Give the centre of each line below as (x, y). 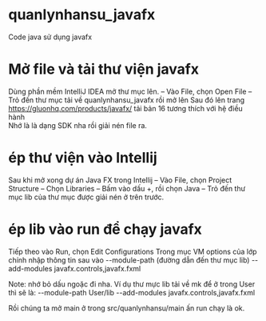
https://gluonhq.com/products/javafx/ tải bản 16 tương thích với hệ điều (126, 108)
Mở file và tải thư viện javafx (104, 69)
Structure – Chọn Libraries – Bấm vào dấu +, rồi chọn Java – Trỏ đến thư (127, 188)
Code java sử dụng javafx (50, 37)
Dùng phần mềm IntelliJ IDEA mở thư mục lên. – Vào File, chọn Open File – (130, 91)
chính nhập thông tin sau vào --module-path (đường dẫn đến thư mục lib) (129, 260)
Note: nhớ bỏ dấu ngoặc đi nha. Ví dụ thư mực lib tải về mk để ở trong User (132, 284)
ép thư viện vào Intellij (83, 158)
